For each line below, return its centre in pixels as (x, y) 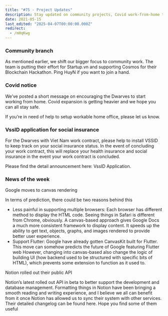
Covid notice (21, 85)
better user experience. (36, 236)
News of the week (27, 179)
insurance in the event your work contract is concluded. (63, 156)
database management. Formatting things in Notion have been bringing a (80, 288)
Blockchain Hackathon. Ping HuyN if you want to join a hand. (68, 72)
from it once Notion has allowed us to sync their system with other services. (83, 298)
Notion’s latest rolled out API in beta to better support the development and (82, 282)
